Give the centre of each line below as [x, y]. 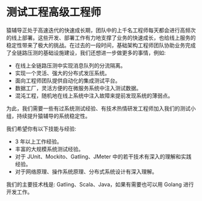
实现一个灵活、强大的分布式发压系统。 [62, 73]
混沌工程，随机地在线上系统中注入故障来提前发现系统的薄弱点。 [94, 95]
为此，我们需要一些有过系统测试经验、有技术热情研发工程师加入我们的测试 [98, 108]
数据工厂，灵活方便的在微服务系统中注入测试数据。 [78, 88]
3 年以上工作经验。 [38, 141]
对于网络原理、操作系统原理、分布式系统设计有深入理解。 [86, 172]
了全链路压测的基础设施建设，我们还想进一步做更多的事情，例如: [86, 52]
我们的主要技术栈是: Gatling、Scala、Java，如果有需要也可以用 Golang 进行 [100, 184]
